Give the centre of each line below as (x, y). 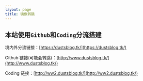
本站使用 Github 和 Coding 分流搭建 (53, 35)
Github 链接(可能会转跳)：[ (32, 58)
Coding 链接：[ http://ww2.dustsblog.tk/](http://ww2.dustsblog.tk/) (71, 73)
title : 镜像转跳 (20, 14)
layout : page (18, 9)
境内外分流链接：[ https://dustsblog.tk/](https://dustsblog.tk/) (66, 48)
